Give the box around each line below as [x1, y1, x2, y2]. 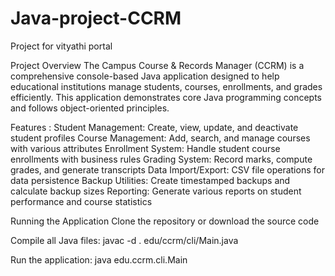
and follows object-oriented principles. [10, 102, 170, 114]
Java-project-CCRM [10, 7, 182, 30]
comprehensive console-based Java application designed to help [10, 70, 280, 82]
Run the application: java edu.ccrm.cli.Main [10, 253, 188, 266]
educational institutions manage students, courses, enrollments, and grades [10, 80, 323, 92]
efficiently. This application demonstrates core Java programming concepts [10, 91, 322, 103]
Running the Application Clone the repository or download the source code [10, 215, 320, 227]
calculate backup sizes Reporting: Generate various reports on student [10, 185, 302, 197]
